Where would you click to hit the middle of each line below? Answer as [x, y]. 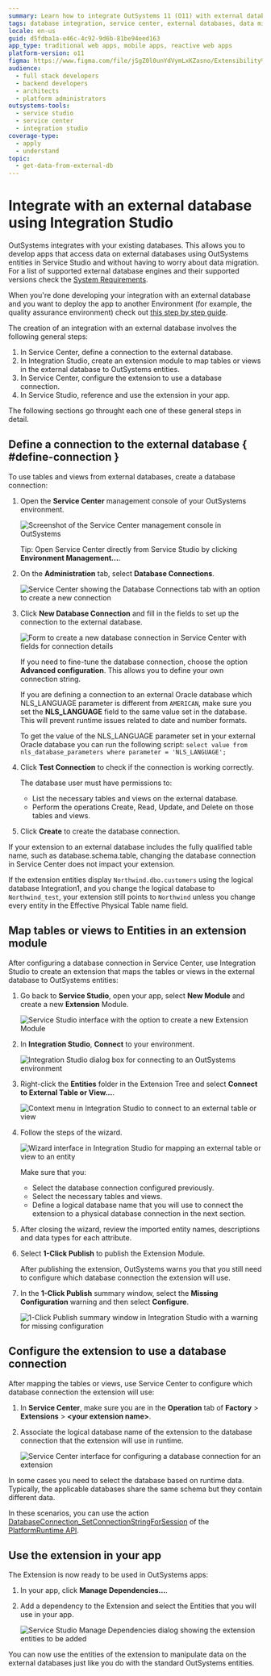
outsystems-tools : [39, 106]
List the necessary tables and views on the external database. [135, 798]
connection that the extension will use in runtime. [102, 1440]
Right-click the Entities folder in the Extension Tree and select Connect [139, 1084]
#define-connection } [64, 457]
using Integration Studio [91, 223]
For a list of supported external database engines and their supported [124, 271]
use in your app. [47, 1615]
